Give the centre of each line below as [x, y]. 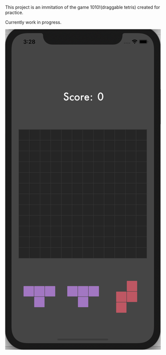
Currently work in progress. [33, 22]
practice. [14, 13]
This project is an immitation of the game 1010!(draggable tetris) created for [83, 7]
